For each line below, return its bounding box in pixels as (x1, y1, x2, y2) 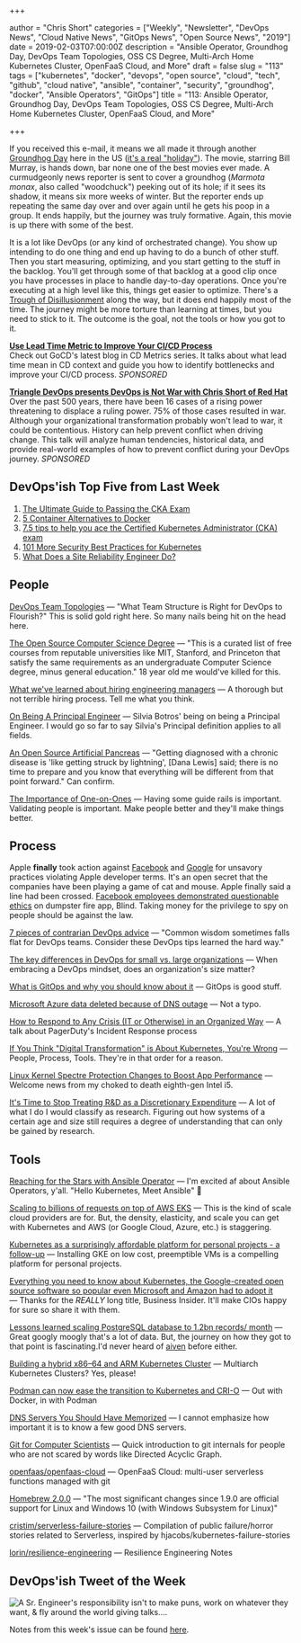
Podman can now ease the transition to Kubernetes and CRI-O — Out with (9, 1386, 283, 1397)
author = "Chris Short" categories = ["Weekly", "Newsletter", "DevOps (9, 22, 270, 32)
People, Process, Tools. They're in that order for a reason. (9, 1053, 224, 1064)
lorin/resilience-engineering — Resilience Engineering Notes (9, 1548, 234, 1558)
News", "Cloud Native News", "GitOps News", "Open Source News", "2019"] (9, 32, 291, 42)
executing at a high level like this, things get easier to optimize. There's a (9, 285, 279, 295)
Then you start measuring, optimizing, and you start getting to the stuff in (9, 256, 281, 266)
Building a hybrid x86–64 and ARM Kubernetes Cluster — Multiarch (9, 1359, 259, 1370)
